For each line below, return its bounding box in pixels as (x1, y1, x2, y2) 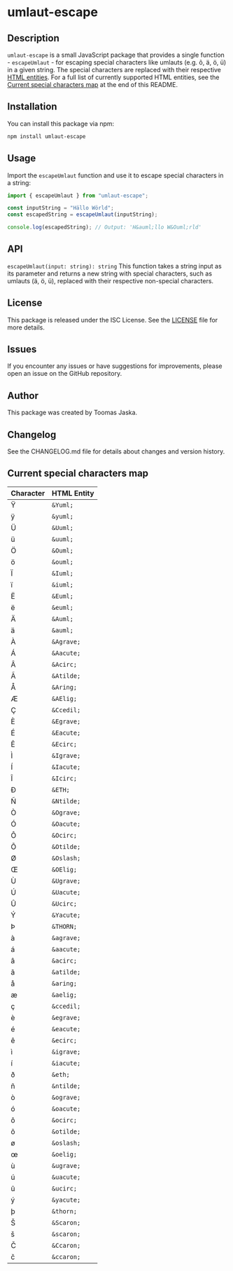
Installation (7, 101, 57, 113)
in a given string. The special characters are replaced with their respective (7, 66, 222, 74)
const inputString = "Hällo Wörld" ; (7, 205, 114, 212)
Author (7, 390, 38, 402)
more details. (7, 323, 45, 332)
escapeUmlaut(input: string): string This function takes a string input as (7, 261, 222, 270)
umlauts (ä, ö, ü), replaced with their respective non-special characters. (7, 276, 214, 285)
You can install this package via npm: (7, 119, 115, 128)
